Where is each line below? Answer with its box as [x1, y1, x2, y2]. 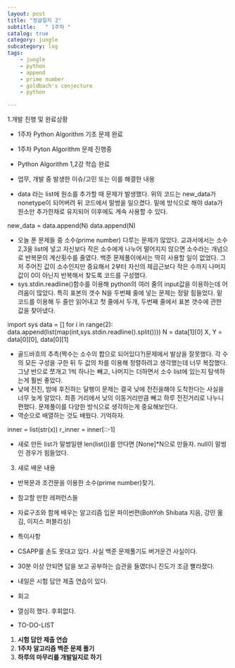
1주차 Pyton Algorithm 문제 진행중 [17, 145, 113, 153]
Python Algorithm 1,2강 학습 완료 [17, 160, 110, 169]
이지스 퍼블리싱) [27, 518, 71, 526]
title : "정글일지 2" [7, 17, 62, 24]
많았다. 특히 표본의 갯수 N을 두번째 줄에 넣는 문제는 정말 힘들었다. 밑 [36, 289, 223, 297]
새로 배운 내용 [17, 463, 56, 472]
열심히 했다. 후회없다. [17, 607, 76, 615]
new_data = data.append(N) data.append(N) [7, 221, 136, 230]
